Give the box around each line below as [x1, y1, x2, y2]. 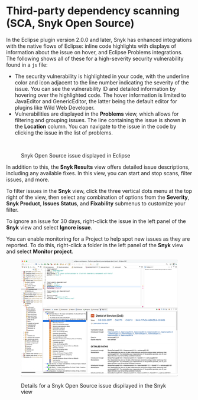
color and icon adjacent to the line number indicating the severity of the [14, 78, 189, 86]
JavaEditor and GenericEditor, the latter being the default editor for [14, 97, 177, 104]
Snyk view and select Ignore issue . [6, 224, 93, 231]
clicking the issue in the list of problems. [14, 129, 113, 136]
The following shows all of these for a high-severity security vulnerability [6, 55, 184, 62]
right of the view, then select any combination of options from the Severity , [6, 194, 190, 201]
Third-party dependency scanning [6, 4, 180, 18]
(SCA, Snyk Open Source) [6, 17, 135, 30]
